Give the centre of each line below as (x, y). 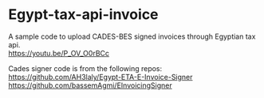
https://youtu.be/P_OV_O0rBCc (59, 53)
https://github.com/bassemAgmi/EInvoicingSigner (91, 85)
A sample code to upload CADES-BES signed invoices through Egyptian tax (132, 36)
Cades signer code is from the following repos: (85, 68)
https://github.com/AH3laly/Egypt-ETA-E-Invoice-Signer (100, 77)
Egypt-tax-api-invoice (83, 15)
